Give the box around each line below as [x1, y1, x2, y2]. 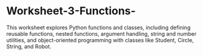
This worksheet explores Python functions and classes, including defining [6, 24, 191, 31]
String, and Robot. [6, 43, 52, 50]
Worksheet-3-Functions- [6, 4, 136, 18]
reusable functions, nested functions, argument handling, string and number [6, 30, 197, 37]
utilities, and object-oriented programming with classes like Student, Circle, [6, 36, 194, 43]
